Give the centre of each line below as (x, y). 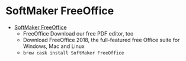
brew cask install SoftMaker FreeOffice (73, 53)
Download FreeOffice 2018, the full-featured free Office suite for (101, 40)
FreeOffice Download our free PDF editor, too (78, 33)
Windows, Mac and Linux (54, 46)
